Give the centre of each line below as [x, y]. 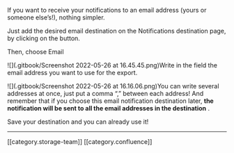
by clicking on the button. [44, 38]
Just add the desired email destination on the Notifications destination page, [117, 31]
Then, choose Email [36, 52]
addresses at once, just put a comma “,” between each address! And [106, 94]
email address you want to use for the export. [72, 73]
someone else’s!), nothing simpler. [56, 17]
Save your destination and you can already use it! [78, 122]
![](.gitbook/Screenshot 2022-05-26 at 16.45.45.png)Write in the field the [112, 65]
